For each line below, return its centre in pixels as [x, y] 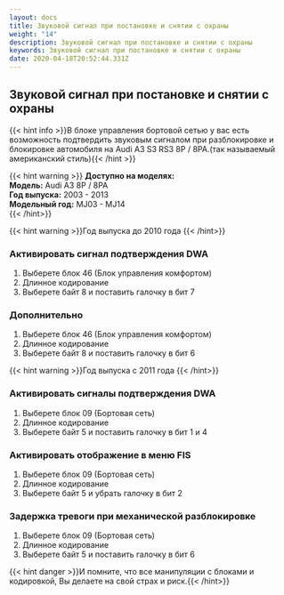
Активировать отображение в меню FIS [100, 454]
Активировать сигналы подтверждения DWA [113, 394]
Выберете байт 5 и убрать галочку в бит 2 [102, 493]
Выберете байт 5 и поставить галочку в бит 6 [109, 555]
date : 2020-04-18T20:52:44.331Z [69, 59]
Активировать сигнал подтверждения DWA [109, 253]
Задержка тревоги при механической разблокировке [133, 516]
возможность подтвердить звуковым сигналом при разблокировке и [142, 140]
